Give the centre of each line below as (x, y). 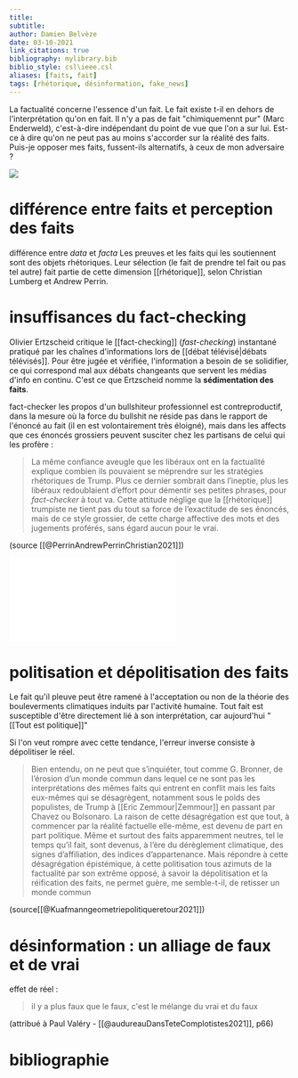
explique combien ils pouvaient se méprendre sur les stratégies (147, 471)
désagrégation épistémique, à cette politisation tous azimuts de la (151, 864)
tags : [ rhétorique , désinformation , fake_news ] (99, 84)
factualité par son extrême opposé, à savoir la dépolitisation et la (149, 873)
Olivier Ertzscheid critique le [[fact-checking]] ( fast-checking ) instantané (143, 342)
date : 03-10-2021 (41, 42)
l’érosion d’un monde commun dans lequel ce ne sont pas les (143, 779)
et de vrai (44, 964)
